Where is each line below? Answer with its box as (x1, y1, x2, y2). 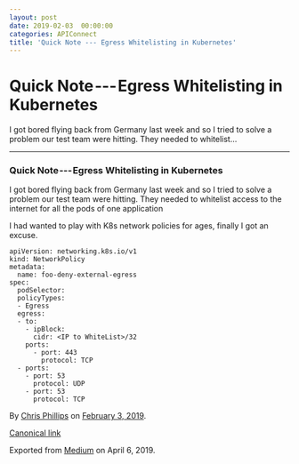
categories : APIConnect (9, 29, 98, 38)
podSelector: (17, 286, 66, 295)
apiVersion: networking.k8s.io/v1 (9, 247, 138, 256)
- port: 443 (32, 348, 77, 357)
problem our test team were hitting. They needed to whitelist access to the (9, 194, 282, 204)
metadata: (9, 263, 46, 272)
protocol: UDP (32, 380, 86, 388)
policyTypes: (17, 294, 66, 303)
